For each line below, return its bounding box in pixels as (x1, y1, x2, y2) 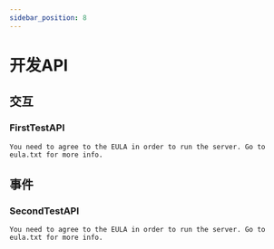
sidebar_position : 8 (9, 13, 88, 23)
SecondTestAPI (9, 205, 80, 217)
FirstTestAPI (9, 121, 65, 134)
